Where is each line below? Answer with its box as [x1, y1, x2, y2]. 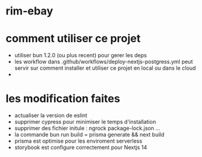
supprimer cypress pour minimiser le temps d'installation [14, 119, 157, 126]
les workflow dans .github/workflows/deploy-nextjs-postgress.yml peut [14, 58, 193, 66]
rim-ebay [5, 4, 54, 18]
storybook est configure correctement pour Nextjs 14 [14, 144, 148, 151]
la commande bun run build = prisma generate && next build [14, 131, 165, 138]
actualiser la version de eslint [14, 112, 88, 119]
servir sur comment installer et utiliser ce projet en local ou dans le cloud [14, 64, 196, 72]
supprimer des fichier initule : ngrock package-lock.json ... [14, 125, 161, 132]
